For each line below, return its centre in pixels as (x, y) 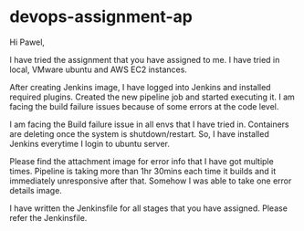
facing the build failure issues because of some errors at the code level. (144, 106)
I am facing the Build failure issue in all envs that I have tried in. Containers (149, 124)
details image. (36, 190)
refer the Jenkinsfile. (48, 217)
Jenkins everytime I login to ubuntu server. (90, 143)
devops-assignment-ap (101, 17)
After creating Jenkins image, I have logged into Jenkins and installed (140, 87)
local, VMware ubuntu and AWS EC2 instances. (98, 69)
